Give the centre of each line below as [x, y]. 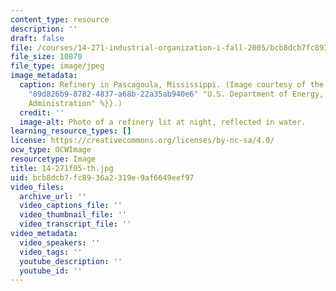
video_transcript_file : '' [75, 224]
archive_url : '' [53, 196]
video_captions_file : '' [71, 206]
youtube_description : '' [71, 261]
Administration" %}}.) [75, 103]
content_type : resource [60, 19]
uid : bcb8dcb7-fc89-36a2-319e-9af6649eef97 [102, 177]
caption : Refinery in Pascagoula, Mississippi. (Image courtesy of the [172, 85]
